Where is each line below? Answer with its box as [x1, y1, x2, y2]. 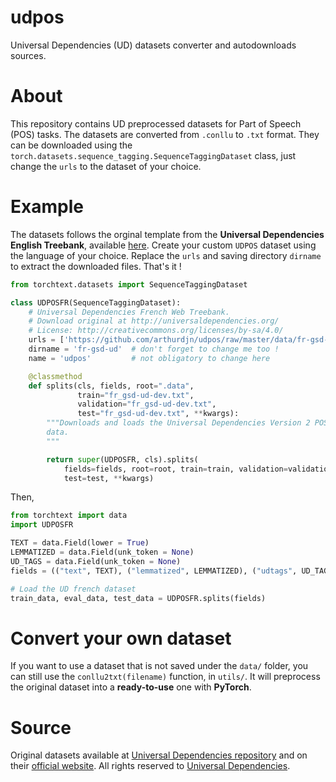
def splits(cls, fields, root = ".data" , [28, 381, 195, 391]
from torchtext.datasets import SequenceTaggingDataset [10, 279, 248, 290]
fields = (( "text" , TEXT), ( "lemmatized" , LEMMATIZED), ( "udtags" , [10, 566, 298, 576]
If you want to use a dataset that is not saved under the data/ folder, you [10, 660, 309, 672]
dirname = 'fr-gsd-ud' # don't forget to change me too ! [28, 344, 280, 355]
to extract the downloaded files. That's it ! [10, 260, 182, 272]
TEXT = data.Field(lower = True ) [10, 538, 150, 548]
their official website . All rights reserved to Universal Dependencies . [10, 760, 291, 772]
